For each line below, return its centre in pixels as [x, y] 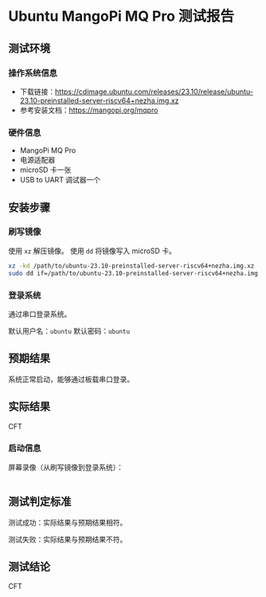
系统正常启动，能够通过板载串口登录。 [71, 379]
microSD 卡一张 [45, 170]
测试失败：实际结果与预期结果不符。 [68, 539]
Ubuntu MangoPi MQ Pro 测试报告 [121, 16]
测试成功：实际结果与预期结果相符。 [68, 522]
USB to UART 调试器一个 [60, 180]
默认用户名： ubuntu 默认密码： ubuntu [69, 330]
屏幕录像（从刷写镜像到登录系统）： [66, 467]
